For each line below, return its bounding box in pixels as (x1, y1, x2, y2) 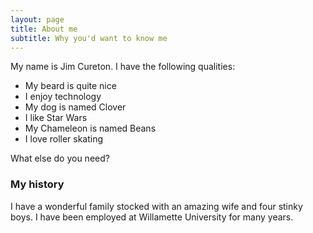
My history (10, 177, 65, 191)
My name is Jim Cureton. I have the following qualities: (10, 61, 236, 73)
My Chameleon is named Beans (24, 122, 157, 135)
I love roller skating (24, 133, 104, 145)
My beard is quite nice (24, 80, 117, 92)
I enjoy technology (24, 91, 102, 103)
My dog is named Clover (24, 101, 127, 113)
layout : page (10, 14, 65, 25)
